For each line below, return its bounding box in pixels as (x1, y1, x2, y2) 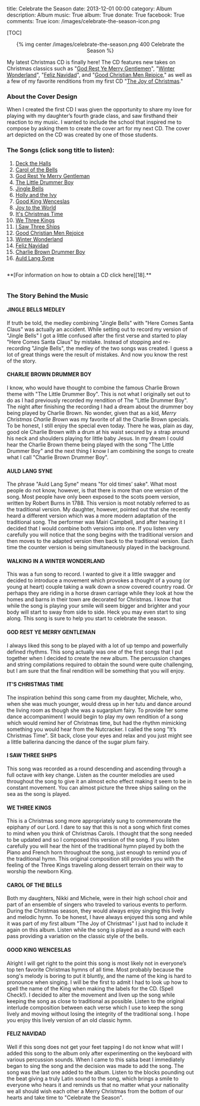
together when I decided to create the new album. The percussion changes (7, 654, 191, 661)
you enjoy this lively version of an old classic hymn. (7, 1016, 132, 1023)
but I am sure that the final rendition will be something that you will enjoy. (7, 667, 185, 674)
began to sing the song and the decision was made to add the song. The (7, 1062, 184, 1069)
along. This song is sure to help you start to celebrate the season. (7, 615, 167, 622)
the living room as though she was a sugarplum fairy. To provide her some (7, 707, 189, 714)
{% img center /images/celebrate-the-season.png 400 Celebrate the (16, 41, 185, 48)
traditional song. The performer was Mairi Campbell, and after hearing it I (7, 518, 186, 526)
